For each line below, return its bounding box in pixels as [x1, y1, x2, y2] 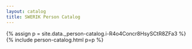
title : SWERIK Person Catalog [6, 14, 81, 20]
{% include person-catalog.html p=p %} [6, 36, 104, 43]
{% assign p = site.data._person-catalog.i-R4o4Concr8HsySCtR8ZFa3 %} [6, 30, 187, 37]
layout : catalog [6, 8, 46, 15]
